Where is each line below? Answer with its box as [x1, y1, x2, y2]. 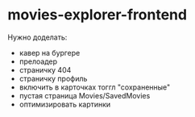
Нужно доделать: [7, 32, 68, 42]
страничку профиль [19, 73, 88, 83]
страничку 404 [19, 65, 72, 74]
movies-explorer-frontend [7, 6, 187, 24]
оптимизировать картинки [19, 99, 111, 109]
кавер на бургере [19, 48, 81, 57]
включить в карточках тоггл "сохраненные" [19, 82, 171, 92]
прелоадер [19, 56, 58, 66]
